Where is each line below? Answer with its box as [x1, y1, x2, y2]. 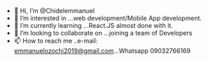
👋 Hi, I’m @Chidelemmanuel [13, 7, 95, 15]
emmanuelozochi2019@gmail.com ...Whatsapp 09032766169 [13, 47, 191, 55]
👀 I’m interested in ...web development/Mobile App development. [13, 14, 202, 22]
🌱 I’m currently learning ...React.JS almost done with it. [13, 22, 174, 29]
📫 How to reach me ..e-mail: [13, 37, 98, 45]
